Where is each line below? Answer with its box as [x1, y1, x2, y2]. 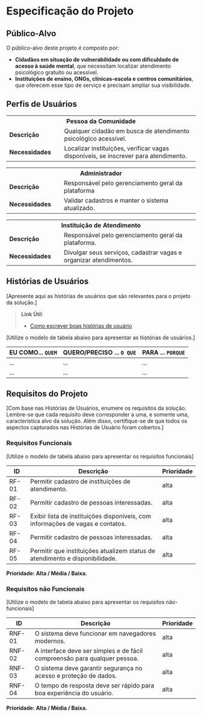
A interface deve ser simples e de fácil [34, 647, 143, 655]
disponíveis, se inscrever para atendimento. [64, 151, 188, 160]
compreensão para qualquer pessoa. [34, 654, 139, 663]
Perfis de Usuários [6, 99, 77, 109]
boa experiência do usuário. [34, 689, 114, 698]
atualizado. [64, 203, 95, 212]
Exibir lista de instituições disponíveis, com [29, 512, 151, 520]
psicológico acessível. [64, 134, 127, 142]
